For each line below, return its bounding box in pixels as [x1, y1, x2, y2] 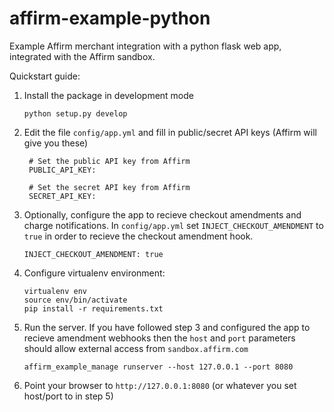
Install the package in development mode [23, 89, 194, 101]
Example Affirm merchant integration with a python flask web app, [9, 40, 282, 52]
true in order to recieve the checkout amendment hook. [23, 230, 254, 242]
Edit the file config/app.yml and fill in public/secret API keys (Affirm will [23, 126, 317, 138]
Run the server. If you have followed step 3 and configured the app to [23, 321, 311, 333]
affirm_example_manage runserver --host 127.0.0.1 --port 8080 [23, 362, 294, 372]
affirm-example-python [9, 7, 211, 30]
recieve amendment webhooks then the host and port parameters [23, 332, 296, 344]
